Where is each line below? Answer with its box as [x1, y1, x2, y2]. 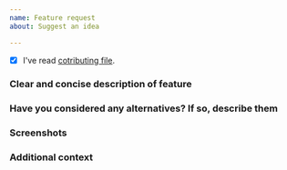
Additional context [9, 151, 94, 164]
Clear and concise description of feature [9, 78, 193, 91]
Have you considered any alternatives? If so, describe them [9, 102, 278, 115]
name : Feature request [9, 13, 96, 23]
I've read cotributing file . [22, 55, 116, 65]
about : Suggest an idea [9, 22, 100, 31]
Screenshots [9, 126, 67, 139]
